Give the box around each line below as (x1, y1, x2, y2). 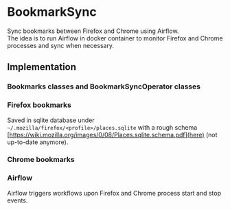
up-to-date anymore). (7, 138, 69, 146)
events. (7, 196, 28, 205)
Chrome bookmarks (7, 155, 75, 165)
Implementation (7, 61, 77, 73)
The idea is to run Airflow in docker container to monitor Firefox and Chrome (7, 34, 223, 42)
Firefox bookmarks (7, 100, 72, 110)
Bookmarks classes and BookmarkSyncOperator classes (7, 82, 201, 91)
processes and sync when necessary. (7, 41, 115, 49)
